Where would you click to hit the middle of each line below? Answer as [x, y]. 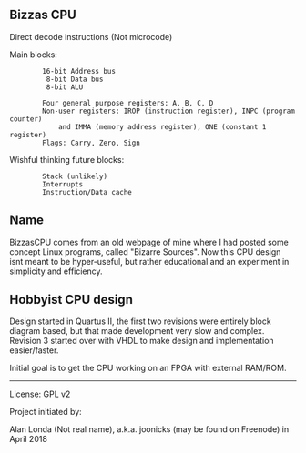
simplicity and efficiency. [56, 271]
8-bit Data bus [75, 79]
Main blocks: [33, 55]
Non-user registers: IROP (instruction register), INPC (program [169, 111]
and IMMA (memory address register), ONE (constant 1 [162, 126]
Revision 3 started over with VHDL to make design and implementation [142, 341]
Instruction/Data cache [87, 192]
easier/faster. [34, 350]
